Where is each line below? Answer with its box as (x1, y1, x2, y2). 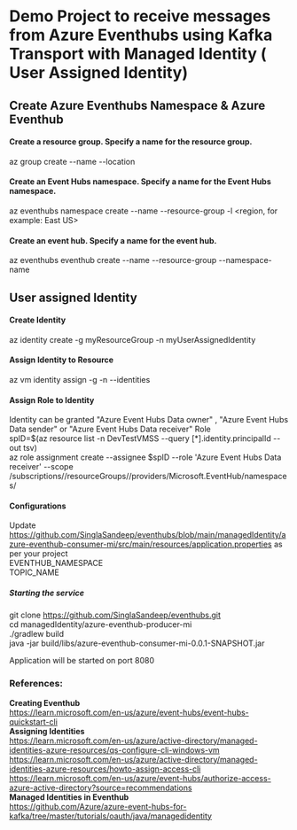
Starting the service (9, 587, 84, 598)
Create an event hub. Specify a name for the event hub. (9, 235, 217, 245)
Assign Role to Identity (9, 394, 95, 405)
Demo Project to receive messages (9, 6, 271, 27)
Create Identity (9, 314, 66, 325)
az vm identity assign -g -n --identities (9, 374, 151, 384)
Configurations (9, 500, 66, 511)
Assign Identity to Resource (9, 354, 113, 365)
